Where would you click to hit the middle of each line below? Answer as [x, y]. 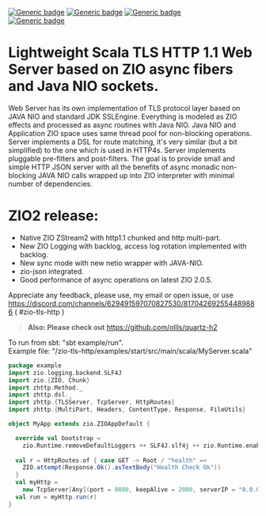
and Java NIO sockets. [84, 86]
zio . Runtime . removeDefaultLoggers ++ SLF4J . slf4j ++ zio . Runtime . [134, 446]
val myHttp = [37, 483]
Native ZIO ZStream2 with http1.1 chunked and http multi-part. [120, 237]
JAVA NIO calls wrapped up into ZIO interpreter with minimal [137, 175]
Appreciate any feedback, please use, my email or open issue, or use [121, 295]
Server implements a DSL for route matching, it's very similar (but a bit [123, 142]
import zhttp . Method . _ [46, 388]
